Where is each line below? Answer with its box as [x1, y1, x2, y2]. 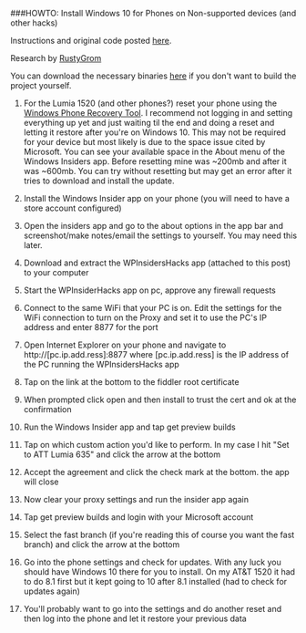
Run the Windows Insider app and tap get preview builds [23, 421, 236, 432]
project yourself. [10, 80, 72, 90]
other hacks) [10, 17, 58, 28]
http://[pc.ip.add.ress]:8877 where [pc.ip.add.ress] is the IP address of [23, 349, 290, 359]
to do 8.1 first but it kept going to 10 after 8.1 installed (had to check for [23, 576, 288, 586]
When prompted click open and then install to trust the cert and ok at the [23, 394, 297, 405]
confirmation [23, 404, 72, 414]
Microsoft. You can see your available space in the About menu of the [23, 146, 286, 157]
